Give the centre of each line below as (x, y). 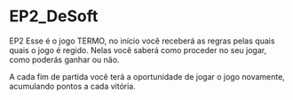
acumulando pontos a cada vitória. (72, 86)
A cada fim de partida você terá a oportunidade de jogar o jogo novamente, (147, 76)
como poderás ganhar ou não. (64, 59)
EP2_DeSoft (54, 16)
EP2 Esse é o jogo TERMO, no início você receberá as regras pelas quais (142, 41)
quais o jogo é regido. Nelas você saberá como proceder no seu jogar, (138, 50)
